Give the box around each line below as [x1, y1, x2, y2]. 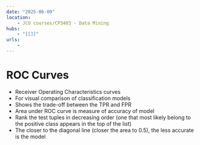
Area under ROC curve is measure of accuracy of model [14, 107, 155, 114]
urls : [6, 37, 20, 43]
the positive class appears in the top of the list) [14, 120, 132, 127]
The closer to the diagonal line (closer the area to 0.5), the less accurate [14, 126, 194, 134]
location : [6, 14, 31, 20]
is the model [14, 133, 46, 140]
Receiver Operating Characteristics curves [14, 88, 121, 95]
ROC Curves [6, 69, 69, 82]
